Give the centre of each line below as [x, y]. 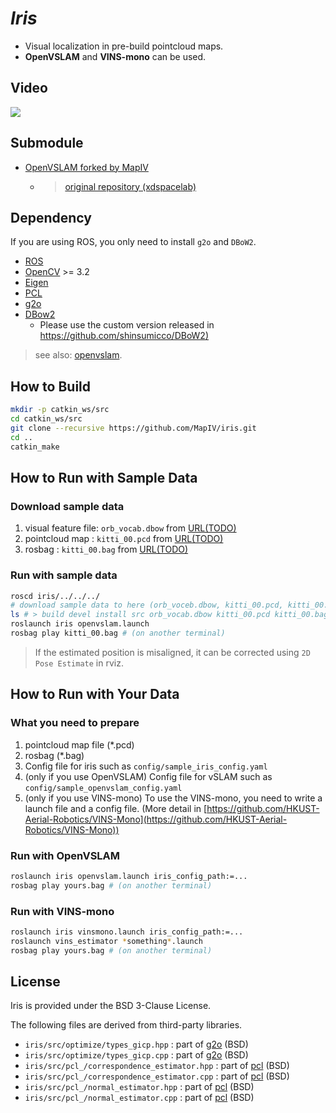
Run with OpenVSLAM [65, 855]
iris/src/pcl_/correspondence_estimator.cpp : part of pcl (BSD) [157, 1076]
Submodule [47, 143]
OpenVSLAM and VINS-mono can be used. [115, 56]
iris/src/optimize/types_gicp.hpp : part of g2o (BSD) [136, 1044]
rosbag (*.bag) [54, 755]
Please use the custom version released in [127, 325]
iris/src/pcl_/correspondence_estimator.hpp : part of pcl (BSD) [157, 1066]
